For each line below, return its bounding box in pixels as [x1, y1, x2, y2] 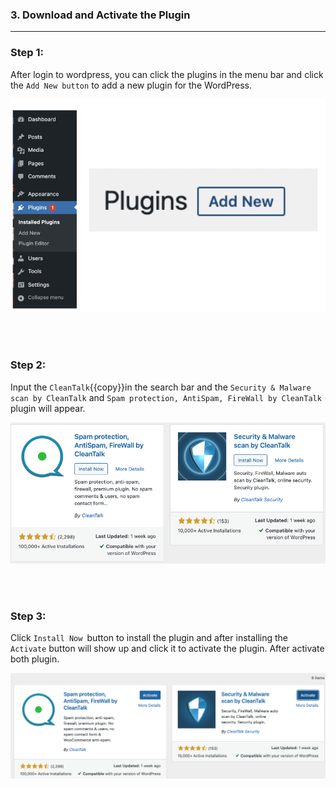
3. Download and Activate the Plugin [10, 8, 191, 22]
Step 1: [10, 46, 44, 60]
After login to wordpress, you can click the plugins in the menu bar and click [10, 68, 324, 80]
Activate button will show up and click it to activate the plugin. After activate [10, 643, 325, 655]
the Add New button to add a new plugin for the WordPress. [10, 79, 253, 91]
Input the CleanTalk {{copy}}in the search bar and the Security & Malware [10, 381, 312, 393]
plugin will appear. [10, 402, 86, 414]
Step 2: [10, 358, 47, 372]
